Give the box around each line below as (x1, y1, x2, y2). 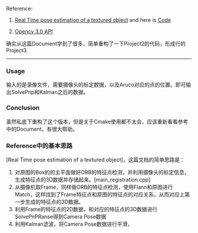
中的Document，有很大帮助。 (6, 125, 78, 132)
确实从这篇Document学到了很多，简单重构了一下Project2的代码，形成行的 (6, 40, 186, 47)
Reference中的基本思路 (6, 141, 72, 150)
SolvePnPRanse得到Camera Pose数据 (14, 213, 107, 220)
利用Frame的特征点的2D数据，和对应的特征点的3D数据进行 (14, 205, 158, 212)
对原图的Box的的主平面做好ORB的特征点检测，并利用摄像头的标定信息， (14, 169, 190, 176)
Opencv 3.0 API (14, 28, 53, 35)
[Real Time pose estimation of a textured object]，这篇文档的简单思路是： (6, 156, 186, 163)
